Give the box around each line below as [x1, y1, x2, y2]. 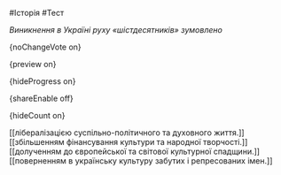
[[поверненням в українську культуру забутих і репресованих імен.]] [9, 156, 273, 166]
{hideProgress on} [9, 76, 76, 87]
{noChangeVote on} [9, 42, 82, 52]
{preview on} [9, 59, 57, 69]
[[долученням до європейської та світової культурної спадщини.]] [9, 146, 260, 156]
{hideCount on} [9, 110, 66, 120]
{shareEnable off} [9, 93, 74, 103]
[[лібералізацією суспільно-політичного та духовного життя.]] [9, 127, 246, 138]
